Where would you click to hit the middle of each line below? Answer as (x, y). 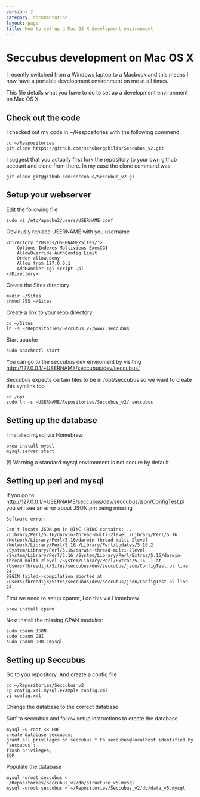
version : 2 (20, 12)
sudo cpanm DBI (25, 637)
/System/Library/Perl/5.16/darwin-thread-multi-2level (76, 550)
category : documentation (37, 17)
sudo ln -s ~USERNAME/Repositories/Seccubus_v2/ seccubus (80, 402)
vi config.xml (24, 696)
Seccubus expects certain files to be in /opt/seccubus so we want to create (99, 379)
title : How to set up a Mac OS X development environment (80, 28)
